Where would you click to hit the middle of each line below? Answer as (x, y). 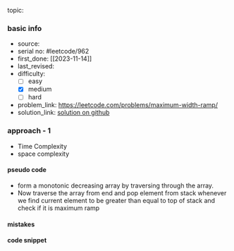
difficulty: (31, 74)
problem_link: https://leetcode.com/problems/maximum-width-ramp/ (118, 105)
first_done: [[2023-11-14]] (55, 59)
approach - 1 (29, 131)
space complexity (43, 154)
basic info (25, 28)
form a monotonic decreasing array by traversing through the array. (115, 185)
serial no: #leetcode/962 (53, 51)
